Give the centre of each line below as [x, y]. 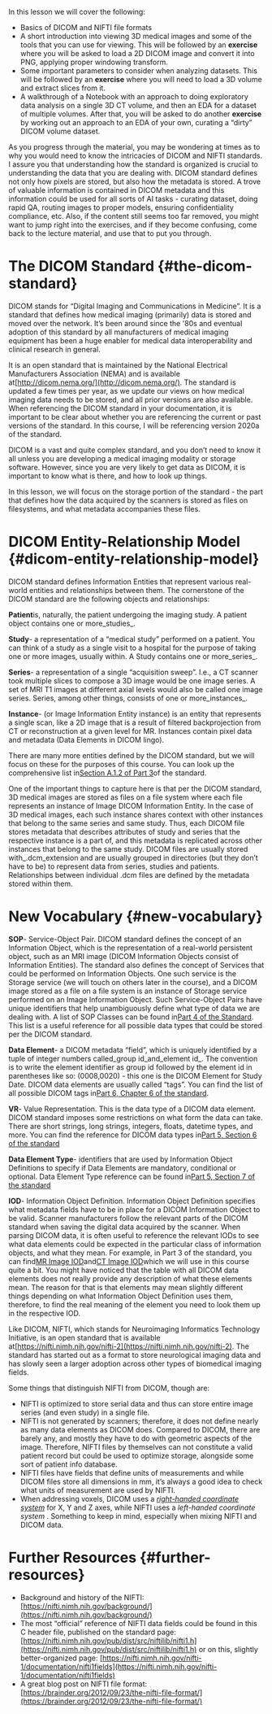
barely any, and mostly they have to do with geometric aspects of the [136, 1438]
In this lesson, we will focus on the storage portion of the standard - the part [136, 491]
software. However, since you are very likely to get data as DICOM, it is [127, 467]
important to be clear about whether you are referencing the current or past [135, 417]
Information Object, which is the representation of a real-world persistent [131, 948]
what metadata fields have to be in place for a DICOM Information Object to [134, 1209]
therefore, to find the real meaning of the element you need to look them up [135, 1304]
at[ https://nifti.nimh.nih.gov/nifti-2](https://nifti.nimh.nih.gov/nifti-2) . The [129, 1346]
